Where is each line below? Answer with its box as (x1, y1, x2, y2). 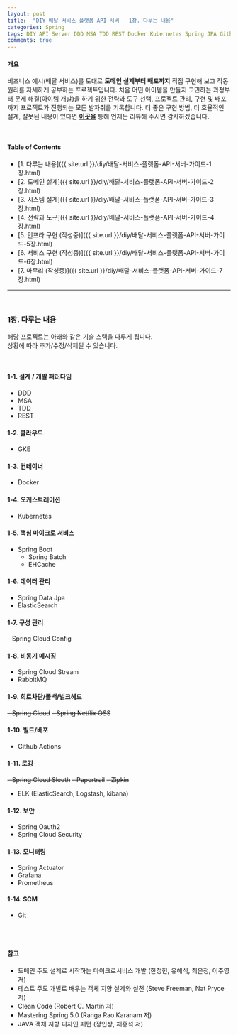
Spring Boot (17, 545, 53, 553)
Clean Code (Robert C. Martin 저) (17, 1002, 115, 1010)
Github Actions (17, 742, 62, 750)
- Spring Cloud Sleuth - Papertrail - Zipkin (7, 776, 130, 784)
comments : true (7, 37, 52, 44)
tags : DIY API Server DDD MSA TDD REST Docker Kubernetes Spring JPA (7, 30, 217, 38)
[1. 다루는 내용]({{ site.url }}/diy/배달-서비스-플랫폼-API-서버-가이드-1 (17, 159, 212, 168)
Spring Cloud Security (17, 830, 83, 839)
